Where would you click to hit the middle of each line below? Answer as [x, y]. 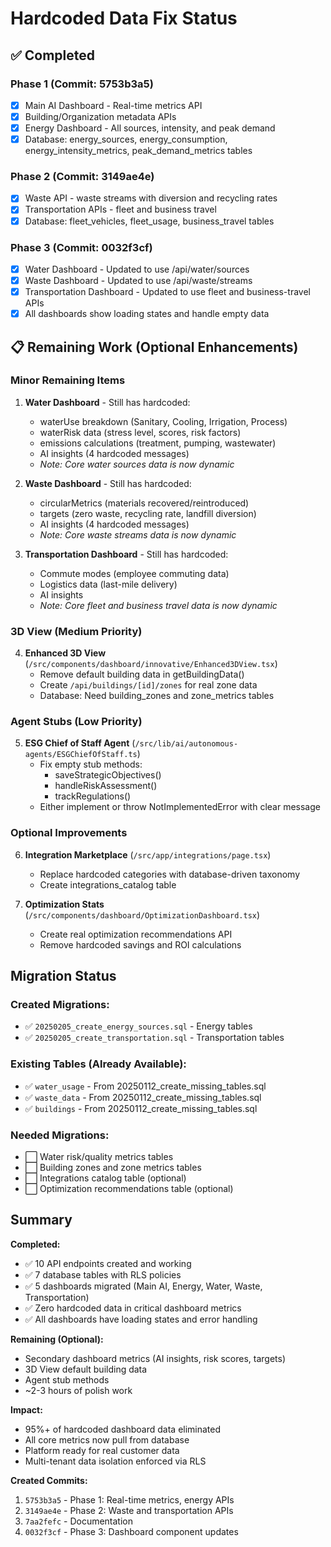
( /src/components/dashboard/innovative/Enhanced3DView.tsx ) [151, 664]
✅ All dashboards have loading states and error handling [141, 1319]
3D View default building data [86, 1369]
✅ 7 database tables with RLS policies [103, 1274]
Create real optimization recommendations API [136, 934]
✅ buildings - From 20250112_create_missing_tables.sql [141, 1108]
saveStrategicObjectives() [108, 775]
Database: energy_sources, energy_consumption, [126, 139]
